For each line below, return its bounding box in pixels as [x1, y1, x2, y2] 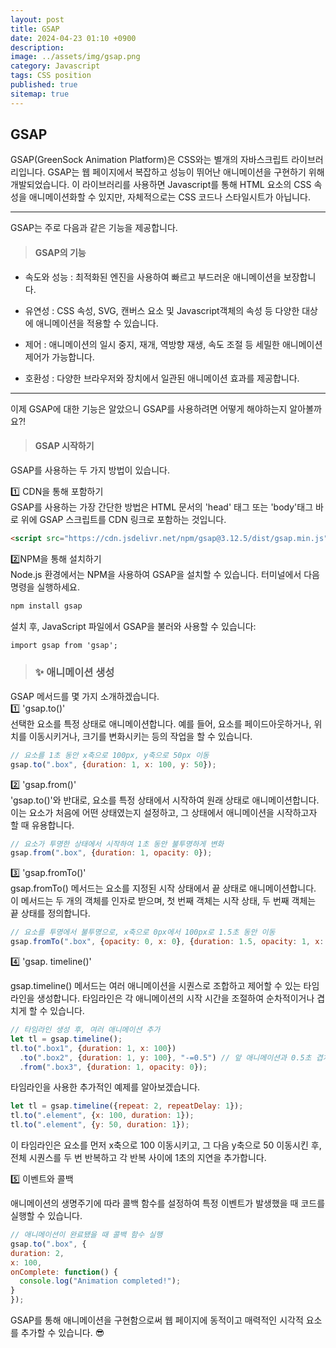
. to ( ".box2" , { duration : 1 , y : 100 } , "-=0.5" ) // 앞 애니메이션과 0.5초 [19, 1052, 312, 1063]
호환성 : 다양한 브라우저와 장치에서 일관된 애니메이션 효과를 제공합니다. [24, 372, 300, 384]
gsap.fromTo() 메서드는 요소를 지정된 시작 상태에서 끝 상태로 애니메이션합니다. [10, 882, 317, 895]
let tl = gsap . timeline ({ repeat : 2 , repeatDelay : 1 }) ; [10, 1101, 244, 1111]
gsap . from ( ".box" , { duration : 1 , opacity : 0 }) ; [10, 848, 213, 858]
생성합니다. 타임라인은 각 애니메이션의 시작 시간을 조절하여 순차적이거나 [36, 992, 315, 1005]
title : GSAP [10, 24, 60, 34]
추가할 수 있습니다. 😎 [20, 1327, 105, 1339]
